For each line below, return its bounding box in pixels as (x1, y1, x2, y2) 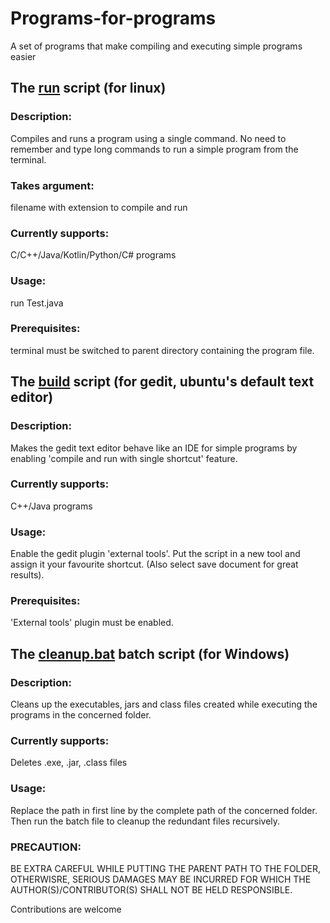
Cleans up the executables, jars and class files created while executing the (10, 698, 318, 711)
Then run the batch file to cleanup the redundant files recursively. (10, 815, 281, 827)
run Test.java (10, 297, 64, 309)
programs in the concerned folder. (10, 709, 152, 721)
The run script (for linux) (10, 80, 167, 97)
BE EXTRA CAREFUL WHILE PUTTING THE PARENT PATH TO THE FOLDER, (10, 862, 322, 874)
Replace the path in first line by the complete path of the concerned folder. (10, 804, 318, 816)
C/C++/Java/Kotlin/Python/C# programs (10, 249, 177, 261)
